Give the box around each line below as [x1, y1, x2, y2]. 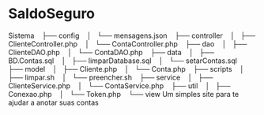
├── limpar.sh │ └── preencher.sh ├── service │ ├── [8, 72, 213, 82]
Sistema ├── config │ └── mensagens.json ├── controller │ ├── [8, 31, 256, 40]
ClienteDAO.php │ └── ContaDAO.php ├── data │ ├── [8, 47, 215, 57]
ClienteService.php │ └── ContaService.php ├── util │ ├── [8, 80, 231, 91]
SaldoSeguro [8, 5, 96, 23]
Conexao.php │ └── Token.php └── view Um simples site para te [8, 89, 239, 98]
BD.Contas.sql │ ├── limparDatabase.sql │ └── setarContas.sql [8, 56, 237, 65]
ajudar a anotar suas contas [8, 98, 99, 107]
